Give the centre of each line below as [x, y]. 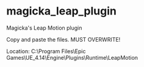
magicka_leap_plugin [62, 11]
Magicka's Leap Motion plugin [44, 28]
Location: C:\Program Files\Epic [46, 51]
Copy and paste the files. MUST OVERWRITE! [63, 39]
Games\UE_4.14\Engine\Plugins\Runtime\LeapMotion [72, 57]
